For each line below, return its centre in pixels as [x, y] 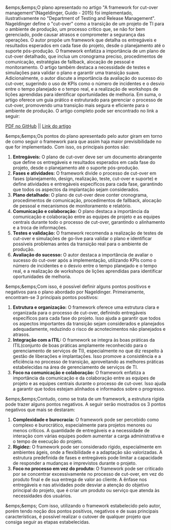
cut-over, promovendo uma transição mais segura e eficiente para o [77, 105]
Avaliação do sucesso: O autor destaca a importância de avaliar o [83, 255]
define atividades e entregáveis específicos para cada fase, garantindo [88, 184]
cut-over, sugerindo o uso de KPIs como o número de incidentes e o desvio [85, 83]
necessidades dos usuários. [42, 496]
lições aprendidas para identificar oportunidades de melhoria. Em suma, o [83, 94]
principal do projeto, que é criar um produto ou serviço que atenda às [86, 490]
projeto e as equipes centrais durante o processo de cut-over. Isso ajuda [89, 383]
